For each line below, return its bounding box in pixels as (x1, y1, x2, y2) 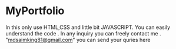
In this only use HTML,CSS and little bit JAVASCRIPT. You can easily (5, 24, 171, 31)
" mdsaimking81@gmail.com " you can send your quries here (5, 36, 151, 43)
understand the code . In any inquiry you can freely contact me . (5, 30, 161, 37)
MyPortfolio (5, 4, 65, 18)
